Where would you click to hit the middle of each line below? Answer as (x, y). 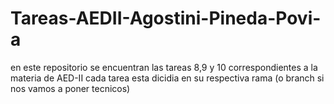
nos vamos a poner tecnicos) (70, 88)
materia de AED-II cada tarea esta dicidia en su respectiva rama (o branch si (167, 78)
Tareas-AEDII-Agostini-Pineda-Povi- (166, 18)
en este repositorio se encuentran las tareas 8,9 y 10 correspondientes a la (164, 67)
